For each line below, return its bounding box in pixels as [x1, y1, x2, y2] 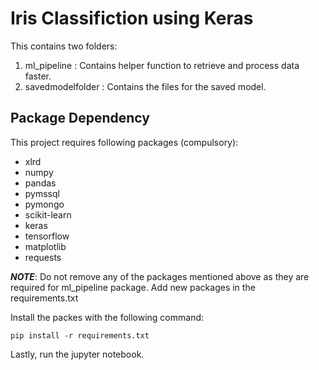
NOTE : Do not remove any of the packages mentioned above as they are [10, 270, 310, 282]
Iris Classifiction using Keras [10, 7, 254, 30]
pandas [24, 177, 57, 189]
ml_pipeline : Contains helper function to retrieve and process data [24, 59, 300, 71]
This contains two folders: [10, 40, 118, 52]
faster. [24, 70, 52, 82]
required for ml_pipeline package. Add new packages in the [10, 281, 256, 293]
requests [24, 251, 62, 263]
